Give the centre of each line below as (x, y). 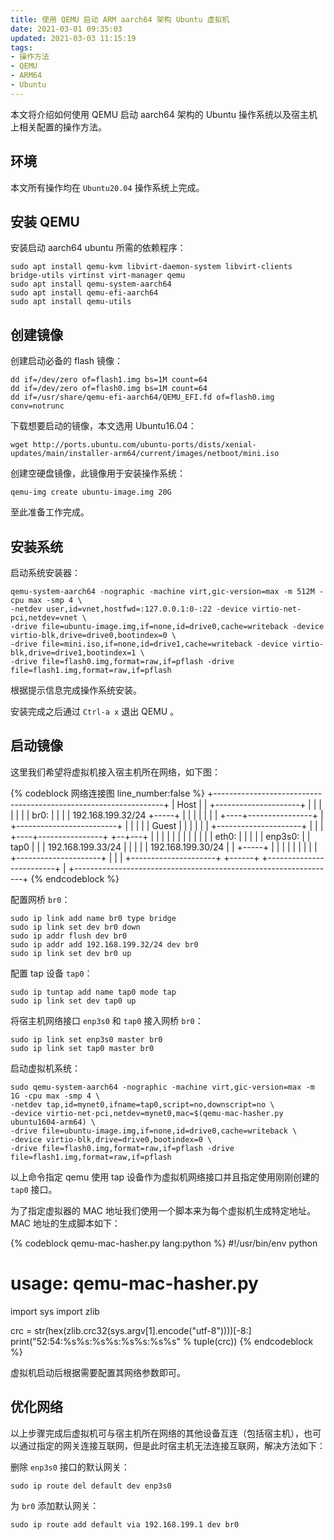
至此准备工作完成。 (50, 512)
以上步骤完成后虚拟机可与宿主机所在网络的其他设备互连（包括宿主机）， (157, 1433)
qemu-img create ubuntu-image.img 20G (91, 492)
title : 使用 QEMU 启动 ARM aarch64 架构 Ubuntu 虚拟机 (120, 19)
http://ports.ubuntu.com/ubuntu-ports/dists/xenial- (144, 445)
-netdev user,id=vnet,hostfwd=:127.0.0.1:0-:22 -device (129, 609)
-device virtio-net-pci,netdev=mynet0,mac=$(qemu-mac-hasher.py (147, 1113)
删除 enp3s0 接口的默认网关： (70, 1467)
